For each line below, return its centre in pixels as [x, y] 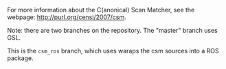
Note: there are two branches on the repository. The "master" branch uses [112, 30]
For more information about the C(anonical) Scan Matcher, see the [101, 10]
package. [20, 58]
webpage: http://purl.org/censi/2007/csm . [67, 17]
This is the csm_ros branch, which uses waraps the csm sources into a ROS [113, 51]
